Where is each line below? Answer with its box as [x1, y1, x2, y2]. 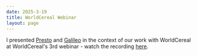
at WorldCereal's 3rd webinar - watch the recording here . [6, 43, 149, 50]
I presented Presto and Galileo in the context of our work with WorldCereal [6, 37, 191, 44]
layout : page [6, 20, 39, 26]
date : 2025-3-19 [6, 8, 47, 15]
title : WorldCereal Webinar [6, 14, 77, 20]
